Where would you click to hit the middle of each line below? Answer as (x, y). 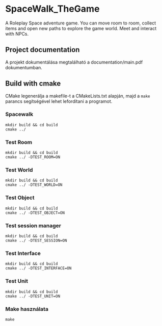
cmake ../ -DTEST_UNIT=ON (33, 296)
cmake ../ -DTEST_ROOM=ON (33, 157)
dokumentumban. (24, 67)
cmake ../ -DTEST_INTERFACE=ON (38, 268)
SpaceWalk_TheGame (52, 9)
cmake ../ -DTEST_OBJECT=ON (35, 213)
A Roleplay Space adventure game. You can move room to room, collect (81, 23)
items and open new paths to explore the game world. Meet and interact (81, 28)
